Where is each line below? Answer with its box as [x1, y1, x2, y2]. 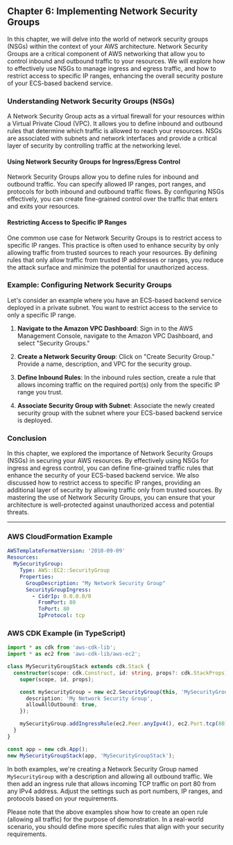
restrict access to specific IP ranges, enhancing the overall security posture [7, 71, 223, 80]
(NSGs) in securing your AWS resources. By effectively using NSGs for [7, 457, 209, 465]
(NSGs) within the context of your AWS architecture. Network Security [7, 42, 208, 51]
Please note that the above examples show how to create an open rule [7, 808, 208, 816]
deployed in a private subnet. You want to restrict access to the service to [7, 303, 218, 311]
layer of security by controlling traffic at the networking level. [7, 141, 182, 150]
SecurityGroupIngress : [25, 586, 92, 593]
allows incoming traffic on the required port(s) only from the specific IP [17, 381, 221, 389]
